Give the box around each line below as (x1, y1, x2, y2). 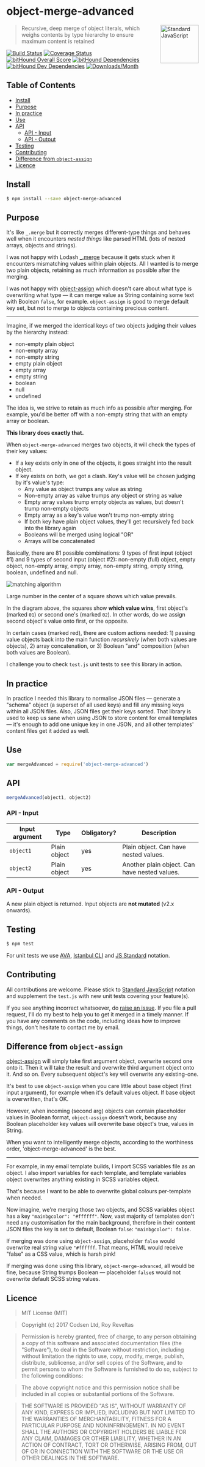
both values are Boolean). (6, 649, 71, 656)
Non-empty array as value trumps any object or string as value (24, 492, 182, 500)
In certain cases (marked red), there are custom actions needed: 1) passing (6, 629, 195, 637)
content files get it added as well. (6, 727, 90, 735)
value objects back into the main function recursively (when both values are (6, 636, 197, 643)
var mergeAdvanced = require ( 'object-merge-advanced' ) (6, 761, 149, 767)
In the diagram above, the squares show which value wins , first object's (6, 604, 188, 612)
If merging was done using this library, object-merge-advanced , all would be (6, 1263, 195, 1270)
